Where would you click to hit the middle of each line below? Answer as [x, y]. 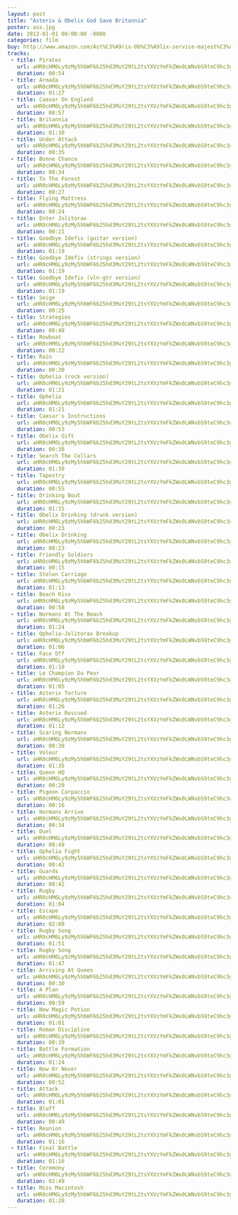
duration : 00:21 [41, 231]
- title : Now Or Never [44, 1069]
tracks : [19, 54]
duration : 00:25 [41, 311]
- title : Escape [34, 911]
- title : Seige [33, 298]
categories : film [33, 40]
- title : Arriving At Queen [52, 970]
